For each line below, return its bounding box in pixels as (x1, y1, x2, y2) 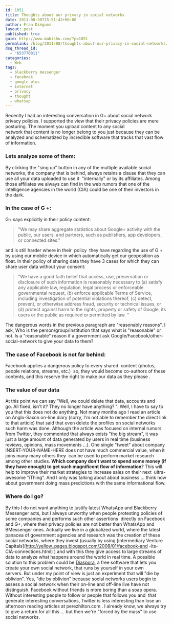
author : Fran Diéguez (5, 22, 52, 27)
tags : (5, 65, 17, 70)
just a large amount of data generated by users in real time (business (5, 436, 150, 442)
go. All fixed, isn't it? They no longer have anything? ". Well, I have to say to (5, 403, 164, 409)
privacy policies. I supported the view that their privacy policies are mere (5, 118, 159, 124)
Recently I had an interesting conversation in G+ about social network (5, 113, 152, 119)
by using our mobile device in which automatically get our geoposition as (5, 253, 160, 259)
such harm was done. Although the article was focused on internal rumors (5, 425, 162, 432)
